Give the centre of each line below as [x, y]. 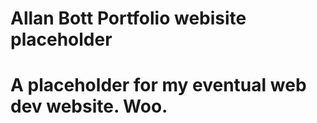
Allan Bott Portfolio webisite [128, 18]
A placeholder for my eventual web [158, 85]
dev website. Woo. [89, 106]
